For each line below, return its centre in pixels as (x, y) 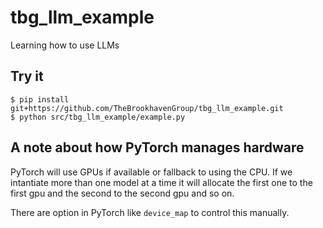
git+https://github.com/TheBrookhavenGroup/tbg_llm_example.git (147, 108)
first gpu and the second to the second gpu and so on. (122, 193)
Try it (27, 76)
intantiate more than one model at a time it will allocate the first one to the (161, 182)
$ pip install (40, 99)
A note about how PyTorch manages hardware (157, 147)
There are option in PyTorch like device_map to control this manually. (150, 212)
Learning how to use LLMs (65, 45)
